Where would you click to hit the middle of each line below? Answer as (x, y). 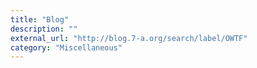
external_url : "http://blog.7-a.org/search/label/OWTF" (129, 38)
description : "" (44, 29)
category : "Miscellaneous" (66, 47)
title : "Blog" (40, 19)
